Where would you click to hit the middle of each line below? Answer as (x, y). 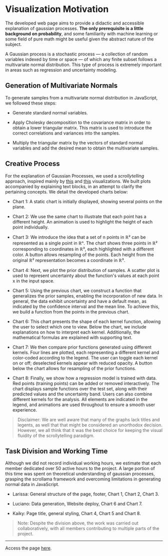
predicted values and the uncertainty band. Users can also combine (82, 394)
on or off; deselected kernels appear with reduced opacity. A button (82, 363)
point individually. (30, 227)
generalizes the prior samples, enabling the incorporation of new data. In (87, 295)
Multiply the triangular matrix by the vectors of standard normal (78, 142)
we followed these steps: (31, 103)
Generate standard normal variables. (50, 112)
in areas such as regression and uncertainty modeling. (61, 70)
